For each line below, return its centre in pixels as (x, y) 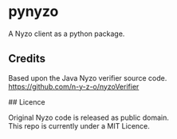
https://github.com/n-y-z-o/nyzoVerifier (74, 86)
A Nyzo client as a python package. (67, 34)
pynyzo (33, 12)
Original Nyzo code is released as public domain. (88, 117)
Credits (27, 59)
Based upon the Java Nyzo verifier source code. (88, 77)
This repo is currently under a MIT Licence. (79, 125)
